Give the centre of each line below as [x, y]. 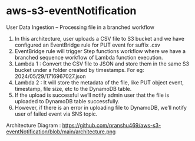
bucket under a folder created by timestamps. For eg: [79, 70]
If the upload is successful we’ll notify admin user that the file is [92, 95]
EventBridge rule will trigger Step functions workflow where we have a [100, 51]
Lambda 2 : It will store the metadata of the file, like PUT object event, [99, 82]
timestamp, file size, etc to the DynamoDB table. [73, 88]
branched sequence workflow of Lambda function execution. [89, 57]
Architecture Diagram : [34, 125]
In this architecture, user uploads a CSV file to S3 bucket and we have [99, 38]
